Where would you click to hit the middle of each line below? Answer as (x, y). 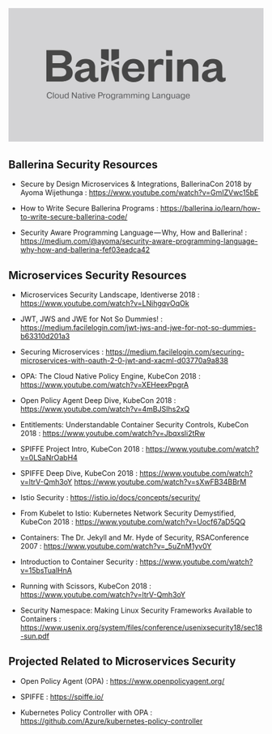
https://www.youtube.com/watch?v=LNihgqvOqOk (104, 303)
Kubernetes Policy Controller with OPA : (86, 712)
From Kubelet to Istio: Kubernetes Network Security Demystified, (128, 513)
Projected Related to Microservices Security (122, 662)
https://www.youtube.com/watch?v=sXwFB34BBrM (160, 482)
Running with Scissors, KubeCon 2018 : (86, 586)
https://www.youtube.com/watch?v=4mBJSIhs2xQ (105, 409)
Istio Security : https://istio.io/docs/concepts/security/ (110, 497)
